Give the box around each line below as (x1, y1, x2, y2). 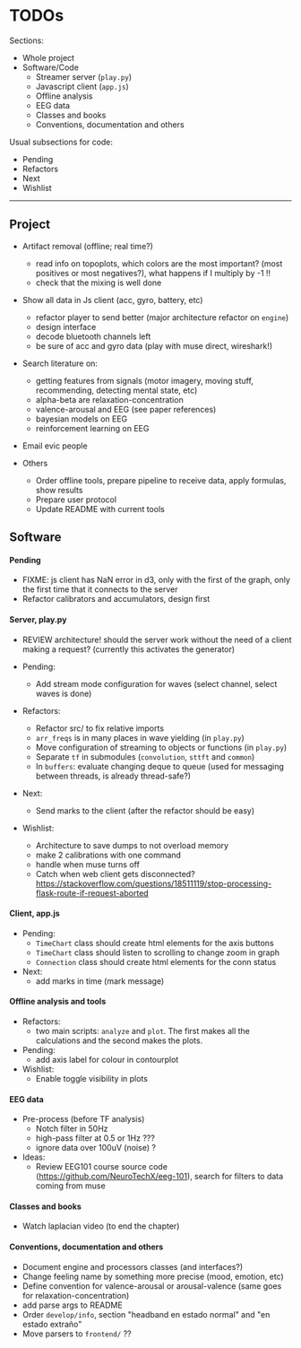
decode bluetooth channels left (35, 331, 151, 342)
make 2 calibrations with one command (35, 849, 182, 860)
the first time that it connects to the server (21, 584, 178, 595)
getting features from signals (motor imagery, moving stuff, (35, 375, 254, 386)
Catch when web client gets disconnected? (35, 868, 195, 879)
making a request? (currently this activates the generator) (21, 643, 236, 655)
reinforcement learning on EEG (35, 422, 150, 433)
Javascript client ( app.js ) (35, 81, 130, 91)
